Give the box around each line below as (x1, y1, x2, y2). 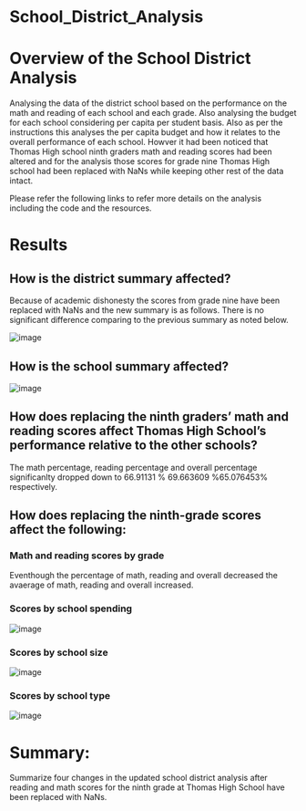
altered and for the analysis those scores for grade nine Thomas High (9, 156, 270, 167)
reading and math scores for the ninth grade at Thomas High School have (9, 782, 285, 793)
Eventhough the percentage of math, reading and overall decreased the (9, 570, 278, 581)
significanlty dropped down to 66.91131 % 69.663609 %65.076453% (9, 472, 269, 483)
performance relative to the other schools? (9, 438, 258, 453)
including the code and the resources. (9, 203, 152, 213)
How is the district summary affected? (9, 271, 231, 286)
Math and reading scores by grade (9, 549, 165, 562)
